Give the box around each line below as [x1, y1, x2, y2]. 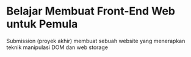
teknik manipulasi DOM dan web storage [6, 44, 109, 51]
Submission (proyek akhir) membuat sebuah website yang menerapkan [6, 37, 186, 44]
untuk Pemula [6, 17, 78, 31]
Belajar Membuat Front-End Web [6, 4, 176, 18]
